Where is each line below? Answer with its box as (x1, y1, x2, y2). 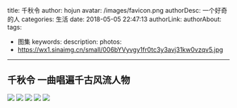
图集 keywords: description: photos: (17, 37, 122, 46)
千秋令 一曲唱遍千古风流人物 (7, 74, 130, 86)
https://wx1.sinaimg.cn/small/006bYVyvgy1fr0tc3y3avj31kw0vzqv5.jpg (17, 45, 224, 54)
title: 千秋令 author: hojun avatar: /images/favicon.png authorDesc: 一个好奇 (7, 6, 228, 14)
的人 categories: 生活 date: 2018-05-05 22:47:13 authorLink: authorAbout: (7, 15, 222, 23)
